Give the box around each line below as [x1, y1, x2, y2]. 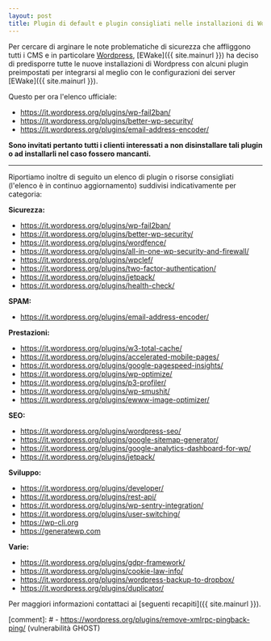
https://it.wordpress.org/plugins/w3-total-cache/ [19, 343, 183, 352]
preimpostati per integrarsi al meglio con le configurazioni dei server [8, 67, 236, 77]
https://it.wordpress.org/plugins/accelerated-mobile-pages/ [19, 352, 219, 361]
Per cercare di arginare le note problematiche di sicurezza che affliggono [8, 41, 252, 51]
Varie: [8, 542, 30, 551]
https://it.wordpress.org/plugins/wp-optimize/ [19, 369, 173, 378]
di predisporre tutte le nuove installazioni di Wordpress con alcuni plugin [8, 58, 248, 69]
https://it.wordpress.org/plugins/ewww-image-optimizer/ [19, 394, 210, 404]
